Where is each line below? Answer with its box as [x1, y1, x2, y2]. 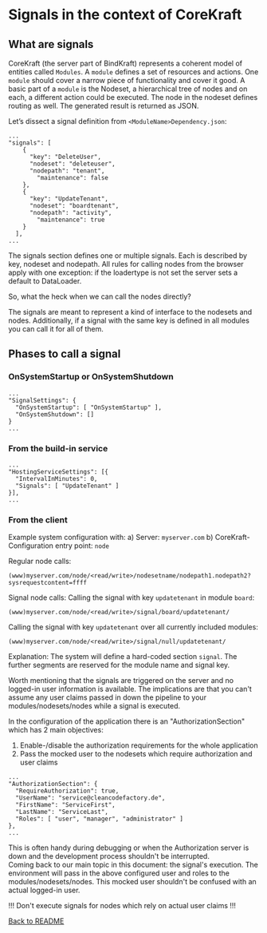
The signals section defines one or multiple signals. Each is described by [8, 251, 248, 260]
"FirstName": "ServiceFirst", [15, 801, 116, 809]
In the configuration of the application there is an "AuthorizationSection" [8, 717, 245, 726]
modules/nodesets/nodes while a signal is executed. [8, 701, 181, 711]
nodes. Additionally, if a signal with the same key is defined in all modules [8, 316, 249, 325]
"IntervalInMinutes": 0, [15, 474, 98, 482]
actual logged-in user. [8, 885, 80, 895]
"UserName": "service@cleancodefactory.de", [15, 794, 166, 802]
